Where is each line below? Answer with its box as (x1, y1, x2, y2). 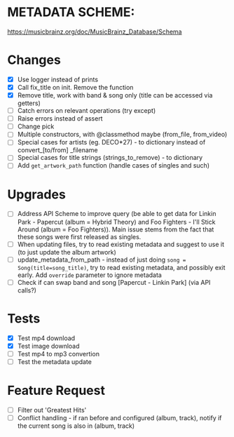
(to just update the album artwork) (17, 248, 117, 256)
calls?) (17, 285, 37, 295)
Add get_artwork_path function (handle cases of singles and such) (17, 161, 210, 170)
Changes (7, 52, 61, 68)
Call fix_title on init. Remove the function (17, 83, 134, 91)
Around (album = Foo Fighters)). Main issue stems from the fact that (17, 225, 214, 234)
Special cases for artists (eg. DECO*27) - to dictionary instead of (17, 138, 206, 147)
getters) (17, 99, 41, 107)
